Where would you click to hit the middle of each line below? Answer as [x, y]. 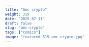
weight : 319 [17, 14]
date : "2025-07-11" [25, 19]
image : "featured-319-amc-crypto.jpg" [45, 37]
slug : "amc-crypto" [25, 28]
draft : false [18, 23]
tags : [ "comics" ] [23, 32]
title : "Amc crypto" [26, 10]
